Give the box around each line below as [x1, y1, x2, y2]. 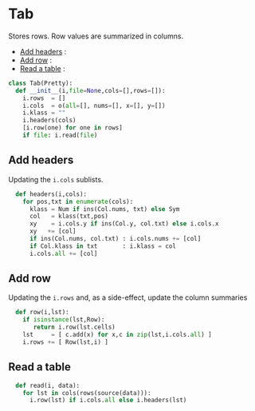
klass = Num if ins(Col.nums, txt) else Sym [29, 205, 180, 213]
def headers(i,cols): [15, 190, 88, 198]
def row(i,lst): [15, 309, 69, 317]
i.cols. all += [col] [29, 249, 98, 257]
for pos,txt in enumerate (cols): [22, 198, 134, 205]
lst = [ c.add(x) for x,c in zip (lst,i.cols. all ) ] [22, 331, 213, 339]
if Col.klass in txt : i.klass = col [29, 241, 177, 250]
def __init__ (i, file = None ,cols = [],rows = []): [15, 86, 166, 94]
